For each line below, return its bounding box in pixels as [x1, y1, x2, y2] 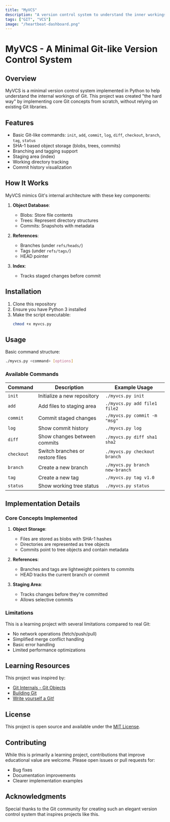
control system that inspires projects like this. [5, 811, 100, 817]
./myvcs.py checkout [105, 449, 155, 454]
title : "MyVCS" [5, 7, 37, 13]
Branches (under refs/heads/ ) [20, 242, 83, 248]
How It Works [5, 179, 49, 187]
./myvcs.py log [105, 425, 142, 431]
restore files [38, 454, 67, 461]
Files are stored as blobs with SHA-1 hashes [20, 536, 112, 542]
